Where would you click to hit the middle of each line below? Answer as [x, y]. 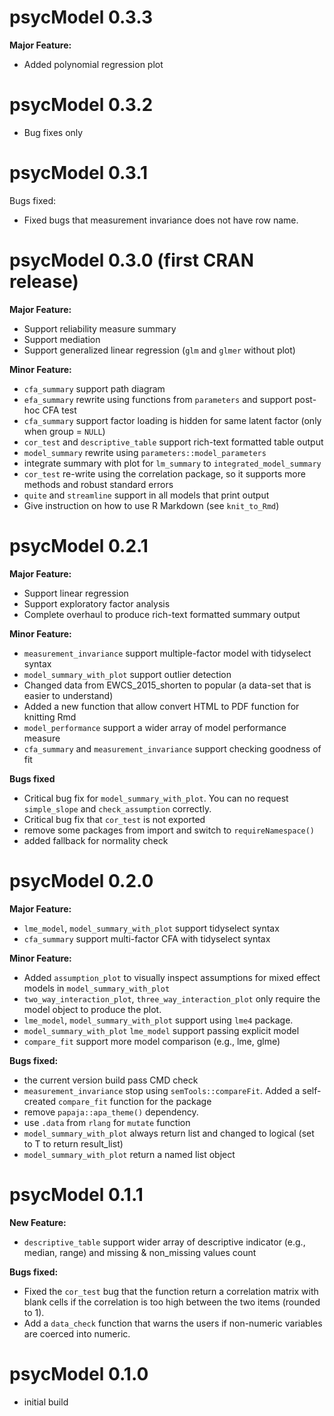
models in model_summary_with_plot [97, 988]
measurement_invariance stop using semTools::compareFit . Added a [162, 1090]
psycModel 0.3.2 [81, 105]
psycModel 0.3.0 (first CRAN [132, 260]
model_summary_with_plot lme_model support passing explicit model [161, 1030]
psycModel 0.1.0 [79, 1373]
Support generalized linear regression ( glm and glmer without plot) [159, 350]
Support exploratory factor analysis [97, 603]
